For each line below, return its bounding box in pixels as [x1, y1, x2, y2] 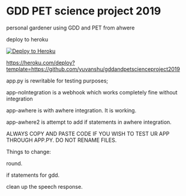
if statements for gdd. [6, 171, 60, 179]
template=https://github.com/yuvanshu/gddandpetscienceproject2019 [6, 65, 180, 73]
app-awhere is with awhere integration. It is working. [6, 106, 137, 114]
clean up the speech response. [6, 183, 83, 190]
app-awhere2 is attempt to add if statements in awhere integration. [6, 118, 172, 126]
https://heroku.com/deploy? [6, 59, 75, 66]
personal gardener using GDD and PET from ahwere [6, 24, 135, 31]
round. [6, 159, 23, 167]
